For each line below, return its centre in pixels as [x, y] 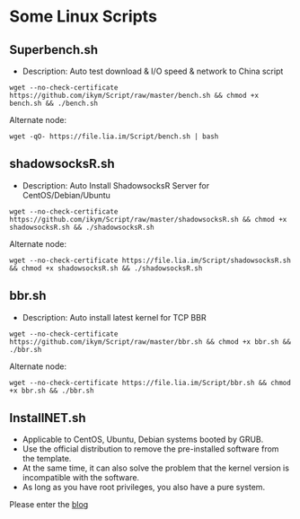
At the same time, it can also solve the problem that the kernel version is [156, 468]
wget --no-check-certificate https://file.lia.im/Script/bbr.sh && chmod [150, 383]
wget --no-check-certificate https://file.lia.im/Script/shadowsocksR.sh [150, 260]
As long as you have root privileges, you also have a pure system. [144, 488]
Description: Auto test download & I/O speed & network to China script [153, 71]
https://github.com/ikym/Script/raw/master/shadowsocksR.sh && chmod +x [148, 219]
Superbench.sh [54, 50]
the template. [47, 459]
